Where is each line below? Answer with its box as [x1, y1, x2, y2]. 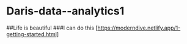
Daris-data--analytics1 [6, 4, 125, 18]
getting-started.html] [6, 30, 59, 37]
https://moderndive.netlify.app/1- [97, 24, 181, 31]
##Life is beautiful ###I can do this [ [6, 24, 98, 31]
